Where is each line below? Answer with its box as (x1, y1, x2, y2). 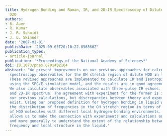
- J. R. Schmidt (5, 30, 39, 35)
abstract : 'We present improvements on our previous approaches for (5, 68, 150, 73)
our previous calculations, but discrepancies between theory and (9, 95, 150, 100)
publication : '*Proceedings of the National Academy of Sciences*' (5, 58, 148, 63)
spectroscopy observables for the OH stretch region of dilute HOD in (9, 72, 159, 77)
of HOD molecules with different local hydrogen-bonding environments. (9, 109, 162, 115)
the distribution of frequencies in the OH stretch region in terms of (9, 105, 162, 110)
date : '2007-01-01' (5, 40, 46, 45)
